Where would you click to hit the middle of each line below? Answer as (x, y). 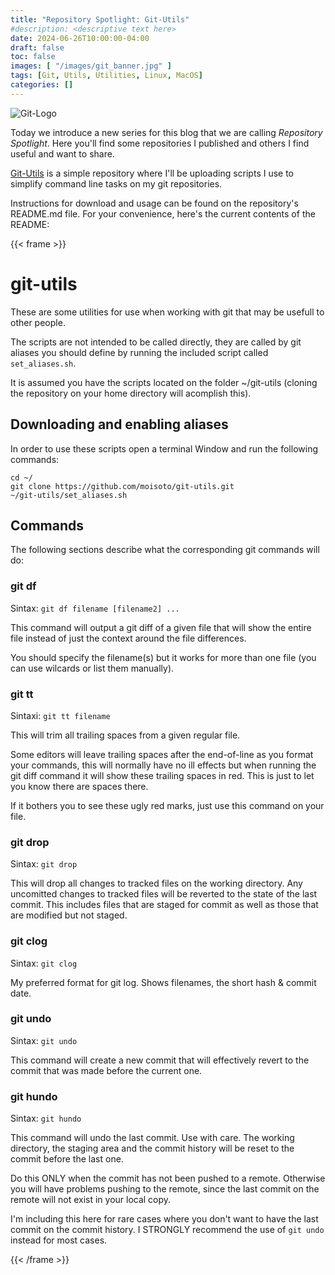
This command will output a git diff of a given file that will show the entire (161, 627)
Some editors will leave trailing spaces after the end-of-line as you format (162, 754)
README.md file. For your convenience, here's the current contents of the (163, 213)
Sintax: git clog (44, 963)
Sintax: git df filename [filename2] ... (95, 608)
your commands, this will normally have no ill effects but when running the (163, 765)
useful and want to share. (62, 153)
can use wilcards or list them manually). (92, 668)
